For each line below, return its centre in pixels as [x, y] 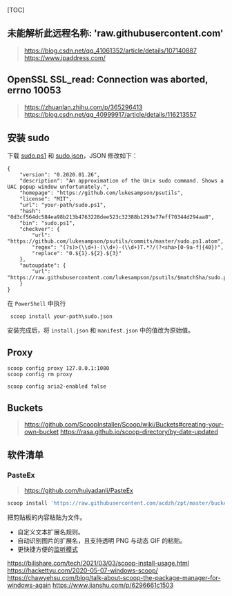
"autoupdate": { [43, 266]
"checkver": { [40, 230]
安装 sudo [28, 138]
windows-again [29, 585]
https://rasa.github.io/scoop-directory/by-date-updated [139, 432]
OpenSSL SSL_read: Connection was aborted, [108, 80]
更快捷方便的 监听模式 [47, 549]
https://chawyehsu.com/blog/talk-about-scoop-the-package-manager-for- [114, 577]
